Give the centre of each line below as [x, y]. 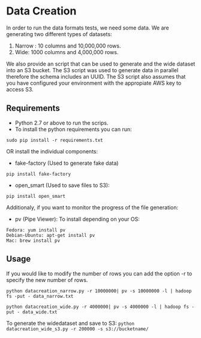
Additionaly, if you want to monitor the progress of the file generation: [92, 207]
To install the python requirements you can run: [73, 129]
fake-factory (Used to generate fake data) [67, 163]
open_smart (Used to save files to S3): [62, 185]
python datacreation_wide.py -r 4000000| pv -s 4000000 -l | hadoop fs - [100, 307]
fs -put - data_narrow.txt [40, 296]
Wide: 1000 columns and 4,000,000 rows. [67, 52]
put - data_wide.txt [32, 312]
